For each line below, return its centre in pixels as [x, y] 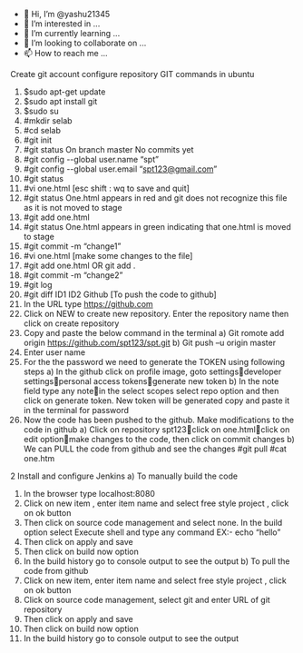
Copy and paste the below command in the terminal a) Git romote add [154, 333]
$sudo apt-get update [64, 92]
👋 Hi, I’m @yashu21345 [67, 14]
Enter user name [54, 352]
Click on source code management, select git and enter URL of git [147, 600]
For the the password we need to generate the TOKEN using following [154, 362]
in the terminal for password [76, 410]
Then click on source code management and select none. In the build [153, 523]
